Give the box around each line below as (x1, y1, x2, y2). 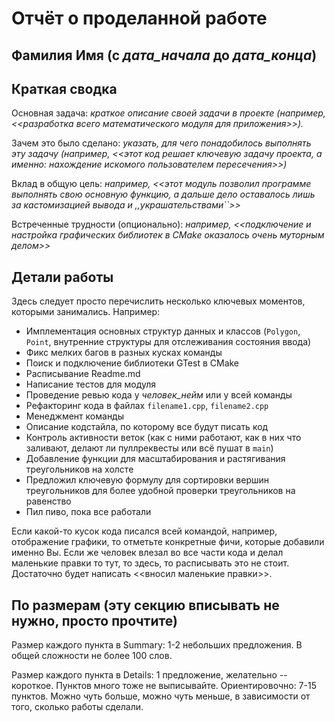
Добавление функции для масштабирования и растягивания (25, 453, 286, 465)
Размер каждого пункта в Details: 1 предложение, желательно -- (11, 669, 288, 681)
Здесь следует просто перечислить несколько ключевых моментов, (11, 295, 306, 307)
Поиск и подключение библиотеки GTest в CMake (25, 357, 240, 369)
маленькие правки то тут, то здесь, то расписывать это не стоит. (11, 557, 290, 569)
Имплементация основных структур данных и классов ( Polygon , (25, 325, 301, 337)
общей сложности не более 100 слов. (11, 650, 173, 662)
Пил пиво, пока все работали (25, 506, 152, 518)
